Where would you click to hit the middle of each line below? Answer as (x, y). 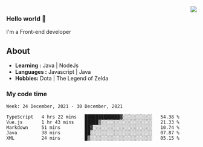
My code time (27, 94)
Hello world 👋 (26, 19)
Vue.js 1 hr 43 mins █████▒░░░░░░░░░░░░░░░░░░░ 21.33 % (93, 122)
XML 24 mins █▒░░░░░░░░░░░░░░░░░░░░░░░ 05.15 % (93, 139)
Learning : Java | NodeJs (47, 65)
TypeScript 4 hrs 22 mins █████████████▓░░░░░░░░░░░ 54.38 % (93, 117)
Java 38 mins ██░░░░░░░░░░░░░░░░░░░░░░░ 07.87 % (93, 133)
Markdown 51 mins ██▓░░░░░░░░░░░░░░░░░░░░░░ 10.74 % (93, 128)
